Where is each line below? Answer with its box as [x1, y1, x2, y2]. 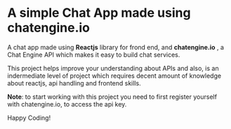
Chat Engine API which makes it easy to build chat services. [7, 50, 180, 59]
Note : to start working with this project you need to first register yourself [7, 93, 218, 101]
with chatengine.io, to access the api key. [7, 100, 127, 108]
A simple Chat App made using [7, 5, 191, 21]
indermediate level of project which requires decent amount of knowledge [7, 72, 222, 80]
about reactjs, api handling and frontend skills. [7, 79, 142, 87]
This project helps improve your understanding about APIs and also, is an [7, 64, 219, 72]
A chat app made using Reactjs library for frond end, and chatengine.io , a [7, 43, 225, 51]
